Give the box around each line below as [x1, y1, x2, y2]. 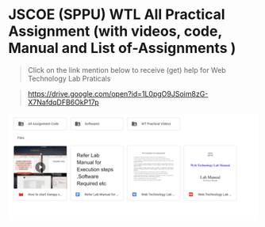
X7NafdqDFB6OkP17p [27, 97, 99, 107]
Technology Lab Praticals [27, 74, 111, 83]
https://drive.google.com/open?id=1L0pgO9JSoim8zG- [27, 89, 209, 98]
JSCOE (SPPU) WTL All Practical [8, 6, 225, 24]
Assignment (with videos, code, [8, 22, 222, 40]
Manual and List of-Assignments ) [8, 40, 236, 57]
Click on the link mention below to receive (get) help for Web [27, 65, 226, 74]
